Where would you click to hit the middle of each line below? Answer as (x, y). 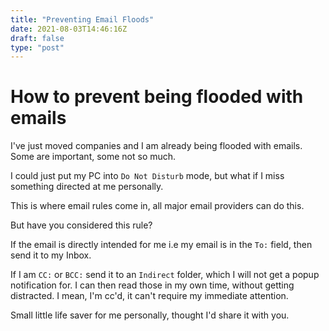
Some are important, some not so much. (93, 157)
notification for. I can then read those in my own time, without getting (152, 285)
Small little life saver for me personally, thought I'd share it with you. (150, 315)
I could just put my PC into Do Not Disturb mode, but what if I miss (147, 176)
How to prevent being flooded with (157, 97)
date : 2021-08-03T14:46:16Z (69, 29)
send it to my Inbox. (51, 255)
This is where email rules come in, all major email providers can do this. (157, 206)
